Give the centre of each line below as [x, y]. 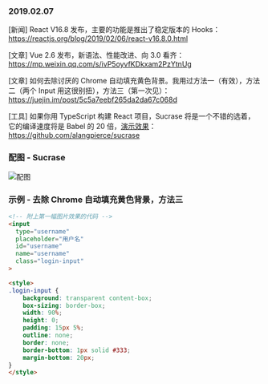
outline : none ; [48, 335]
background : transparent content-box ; [87, 298]
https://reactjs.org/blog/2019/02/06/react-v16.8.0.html [98, 38]
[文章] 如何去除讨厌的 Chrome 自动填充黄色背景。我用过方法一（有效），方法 [134, 81]
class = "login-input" [50, 261]
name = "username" [43, 254]
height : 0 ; [41, 321]
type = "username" [43, 231]
